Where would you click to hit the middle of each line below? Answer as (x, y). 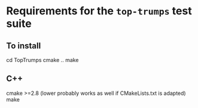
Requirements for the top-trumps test (99, 11)
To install (24, 46)
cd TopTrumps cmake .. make (42, 60)
